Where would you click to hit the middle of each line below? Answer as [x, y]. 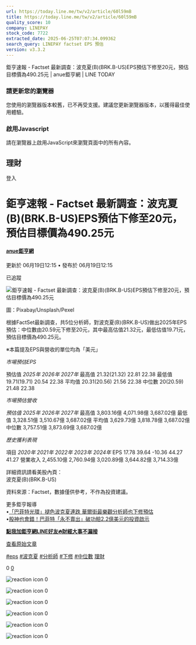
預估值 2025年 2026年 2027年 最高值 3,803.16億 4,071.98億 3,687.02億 [91, 412]
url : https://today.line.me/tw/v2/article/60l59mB [69, 11]
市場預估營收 [21, 400]
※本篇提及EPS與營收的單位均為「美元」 [53, 349]
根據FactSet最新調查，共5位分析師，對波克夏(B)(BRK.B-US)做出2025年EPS [97, 322]
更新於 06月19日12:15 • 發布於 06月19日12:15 [59, 265]
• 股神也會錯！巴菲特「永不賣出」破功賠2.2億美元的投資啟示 [78, 518]
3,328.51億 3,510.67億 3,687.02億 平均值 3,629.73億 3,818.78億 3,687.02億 [101, 420]
